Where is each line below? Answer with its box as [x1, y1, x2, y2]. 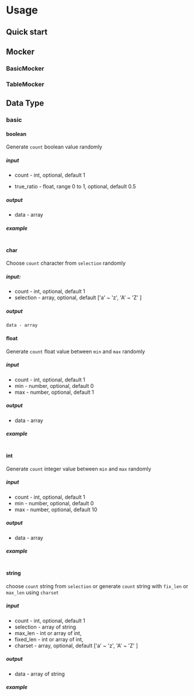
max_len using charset [6, 589, 60, 596]
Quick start [6, 27, 48, 37]
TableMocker [6, 80, 45, 88]
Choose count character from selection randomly [6, 259, 126, 267]
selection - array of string [14, 623, 77, 630]
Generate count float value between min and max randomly [6, 347, 145, 355]
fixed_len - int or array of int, [14, 636, 84, 643]
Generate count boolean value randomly [6, 143, 102, 150]
